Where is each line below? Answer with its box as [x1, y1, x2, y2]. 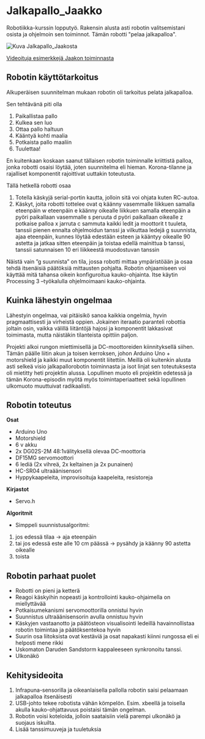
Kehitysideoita [6, 670, 64, 681]
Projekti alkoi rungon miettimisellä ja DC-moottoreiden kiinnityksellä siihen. [6, 343, 195, 350]
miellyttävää [15, 600, 46, 608]
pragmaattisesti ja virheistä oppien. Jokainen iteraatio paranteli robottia [6, 318, 185, 326]
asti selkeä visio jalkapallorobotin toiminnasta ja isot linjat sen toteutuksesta [6, 362, 196, 370]
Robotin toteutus [6, 400, 72, 410]
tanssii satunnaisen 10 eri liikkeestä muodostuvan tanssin [15, 246, 160, 253]
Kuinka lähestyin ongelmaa [6, 295, 113, 306]
